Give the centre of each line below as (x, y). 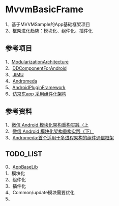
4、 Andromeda (21, 81)
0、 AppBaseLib (22, 167)
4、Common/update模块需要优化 (40, 193)
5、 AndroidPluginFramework (35, 87)
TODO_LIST (24, 154)
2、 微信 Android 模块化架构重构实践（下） (50, 131)
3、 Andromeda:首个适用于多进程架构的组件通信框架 (60, 137)
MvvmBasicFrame (44, 9)
